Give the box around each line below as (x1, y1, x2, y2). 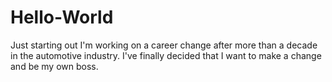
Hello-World (10, 6, 114, 29)
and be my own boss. (10, 60, 99, 72)
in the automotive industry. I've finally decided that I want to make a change (10, 49, 322, 61)
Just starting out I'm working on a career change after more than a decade (10, 39, 318, 51)
